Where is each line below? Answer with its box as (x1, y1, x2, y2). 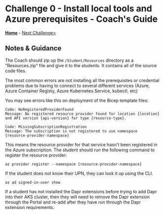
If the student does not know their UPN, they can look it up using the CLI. (5, 170, 154, 176)
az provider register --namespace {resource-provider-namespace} (5, 162, 142, 167)
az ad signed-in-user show (5, 180, 61, 185)
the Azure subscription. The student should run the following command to (5, 147, 155, 153)
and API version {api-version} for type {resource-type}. (5, 116, 127, 121)
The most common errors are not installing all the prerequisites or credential (5, 77, 160, 83)
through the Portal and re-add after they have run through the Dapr (5, 199, 141, 205)
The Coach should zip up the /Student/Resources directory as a (5, 57, 134, 63)
